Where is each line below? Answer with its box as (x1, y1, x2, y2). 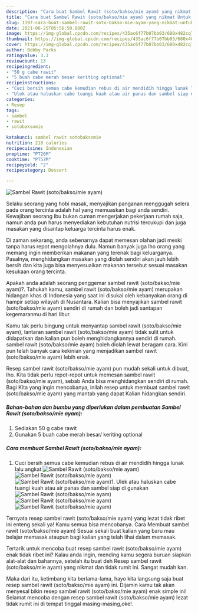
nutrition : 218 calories (6, 140, 67, 146)
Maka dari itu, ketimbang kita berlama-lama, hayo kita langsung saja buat (6, 575, 184, 582)
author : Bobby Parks (6, 47, 57, 53)
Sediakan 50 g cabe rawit (14, 425, 77, 432)
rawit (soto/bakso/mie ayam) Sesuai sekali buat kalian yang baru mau (6, 527, 175, 535)
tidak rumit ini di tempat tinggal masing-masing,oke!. (6, 600, 134, 608)
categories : (6, 96, 35, 102)
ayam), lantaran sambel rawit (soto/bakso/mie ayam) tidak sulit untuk (6, 329, 174, 336)
